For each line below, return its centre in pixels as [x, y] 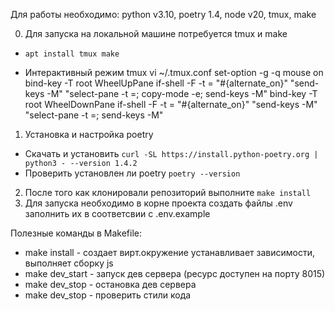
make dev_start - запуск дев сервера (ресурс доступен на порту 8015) [175, 273]
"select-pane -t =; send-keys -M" [94, 115]
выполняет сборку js [69, 263]
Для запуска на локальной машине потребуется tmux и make [156, 33]
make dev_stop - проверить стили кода [108, 295]
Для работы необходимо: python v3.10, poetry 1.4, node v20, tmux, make [163, 14]
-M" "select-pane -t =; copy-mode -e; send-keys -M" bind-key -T [182, 93]
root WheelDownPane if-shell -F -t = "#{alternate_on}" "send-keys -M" [171, 104]
